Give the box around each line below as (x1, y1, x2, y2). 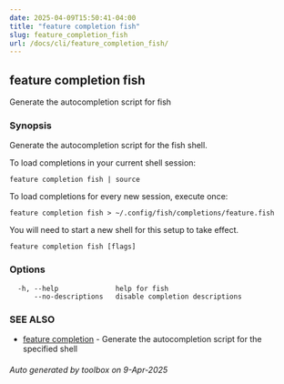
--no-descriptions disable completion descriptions (33, 292, 243, 301)
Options (9, 263, 46, 276)
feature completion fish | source (9, 175, 141, 185)
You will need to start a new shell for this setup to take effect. (9, 225, 239, 236)
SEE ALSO (9, 313, 56, 326)
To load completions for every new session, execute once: (9, 191, 228, 202)
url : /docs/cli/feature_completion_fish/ (9, 38, 169, 48)
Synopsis (9, 119, 52, 132)
